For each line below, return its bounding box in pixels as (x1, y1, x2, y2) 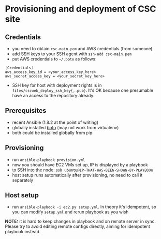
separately (12, 177, 33, 183)
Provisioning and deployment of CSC (5, 3, 156, 15)
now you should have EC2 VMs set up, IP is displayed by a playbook (12, 162, 148, 167)
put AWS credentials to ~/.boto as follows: (12, 56, 97, 61)
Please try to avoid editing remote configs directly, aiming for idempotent (5, 224, 150, 229)
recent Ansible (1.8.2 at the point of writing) (12, 119, 99, 125)
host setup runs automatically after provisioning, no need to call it (12, 172, 143, 178)
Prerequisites (5, 106, 46, 115)
